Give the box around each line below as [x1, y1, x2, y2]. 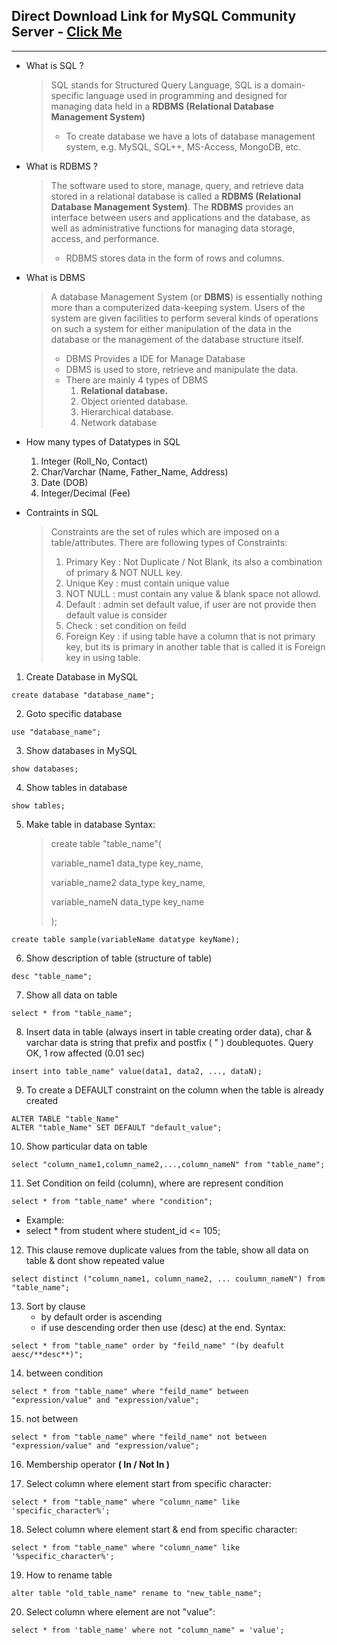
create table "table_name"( [50, 837, 162, 849]
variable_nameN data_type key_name [50, 895, 205, 908]
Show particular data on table [25, 1140, 148, 1152]
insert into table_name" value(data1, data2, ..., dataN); [11, 1066, 263, 1076]
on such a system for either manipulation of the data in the [50, 322, 292, 334]
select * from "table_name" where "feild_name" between [11, 1386, 249, 1396]
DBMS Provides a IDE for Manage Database [65, 352, 246, 364]
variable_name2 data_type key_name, [50, 876, 206, 888]
